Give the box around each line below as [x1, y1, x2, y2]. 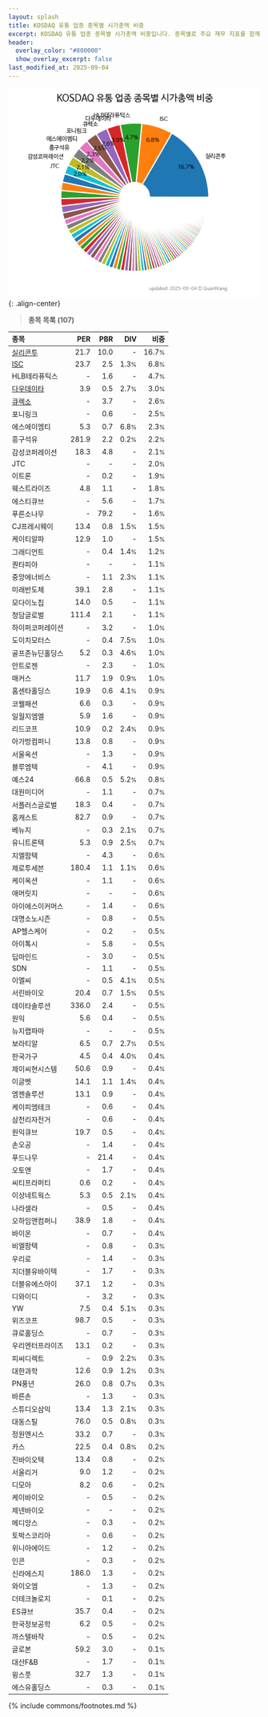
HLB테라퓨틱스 [11, 371, 58, 381]
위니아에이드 [11, 1543, 51, 1553]
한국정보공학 [11, 1619, 51, 1629]
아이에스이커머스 [11, 901, 64, 911]
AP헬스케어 [11, 927, 48, 936]
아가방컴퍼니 [11, 737, 51, 746]
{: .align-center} [8, 298, 62, 308]
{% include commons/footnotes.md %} [8, 1700, 138, 1711]
